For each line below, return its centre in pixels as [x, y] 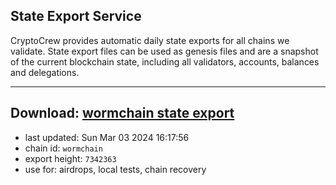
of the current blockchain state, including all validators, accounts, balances [165, 61]
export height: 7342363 [70, 158]
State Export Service [76, 16]
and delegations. [45, 72]
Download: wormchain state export [122, 113]
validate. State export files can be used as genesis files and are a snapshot [164, 51]
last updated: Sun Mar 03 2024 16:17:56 [107, 137]
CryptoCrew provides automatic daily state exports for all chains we [150, 40]
